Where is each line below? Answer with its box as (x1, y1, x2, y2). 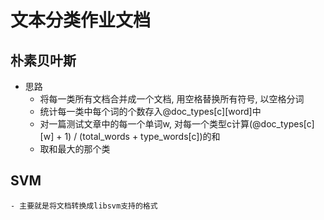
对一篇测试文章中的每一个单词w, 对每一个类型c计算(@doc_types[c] (39, 118, 315, 130)
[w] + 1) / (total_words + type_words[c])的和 (39, 131, 221, 142)
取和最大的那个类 (39, 143, 111, 155)
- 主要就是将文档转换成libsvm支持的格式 (10, 201, 158, 211)
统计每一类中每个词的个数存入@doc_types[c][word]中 (39, 106, 262, 117)
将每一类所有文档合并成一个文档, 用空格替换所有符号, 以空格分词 (39, 93, 305, 105)
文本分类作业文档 (10, 9, 152, 32)
